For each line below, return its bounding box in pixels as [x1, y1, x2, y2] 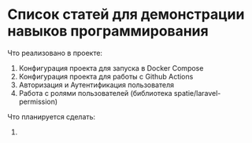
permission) [18, 97, 58, 106]
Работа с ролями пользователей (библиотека [18, 88, 172, 97]
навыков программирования [7, 22, 209, 40]
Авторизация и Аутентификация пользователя [18, 80, 175, 90]
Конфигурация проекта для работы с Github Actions [18, 71, 194, 81]
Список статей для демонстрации [7, 5, 245, 24]
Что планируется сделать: [7, 112, 96, 121]
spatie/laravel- [173, 88, 221, 97]
